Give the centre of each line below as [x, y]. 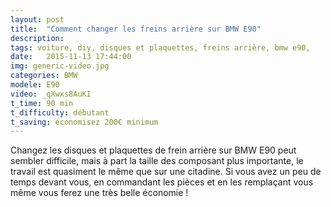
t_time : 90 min [42, 103]
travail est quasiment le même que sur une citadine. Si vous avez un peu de [166, 172]
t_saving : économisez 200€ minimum [84, 122]
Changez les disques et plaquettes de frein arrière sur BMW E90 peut [153, 150]
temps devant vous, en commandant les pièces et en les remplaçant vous [162, 182]
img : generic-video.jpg [60, 66]
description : [37, 38]
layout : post [37, 19]
